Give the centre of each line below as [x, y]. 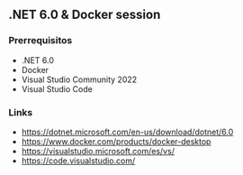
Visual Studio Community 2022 [79, 79]
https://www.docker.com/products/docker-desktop [116, 141]
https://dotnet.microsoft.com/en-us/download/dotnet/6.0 [127, 132]
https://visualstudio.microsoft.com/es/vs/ [98, 151]
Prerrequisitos [40, 41]
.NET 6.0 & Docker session [85, 15]
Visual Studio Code [57, 88]
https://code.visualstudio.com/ [78, 161]
